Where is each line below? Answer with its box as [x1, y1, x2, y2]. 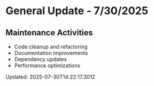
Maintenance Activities [5, 28, 93, 38]
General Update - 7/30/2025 [5, 4, 149, 18]
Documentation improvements [14, 49, 88, 57]
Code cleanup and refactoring [14, 43, 88, 50]
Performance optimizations [14, 62, 81, 69]
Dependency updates [14, 56, 67, 62]
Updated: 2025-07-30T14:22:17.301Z [5, 74, 95, 80]
